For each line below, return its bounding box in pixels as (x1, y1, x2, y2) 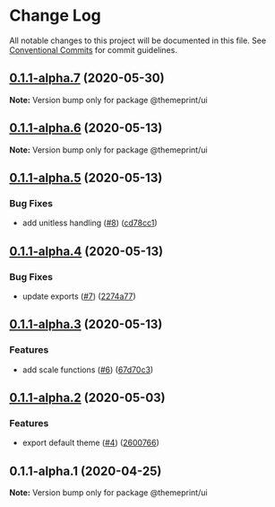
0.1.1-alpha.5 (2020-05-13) (9, 170, 163, 185)
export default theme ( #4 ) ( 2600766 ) (21, 437, 159, 449)
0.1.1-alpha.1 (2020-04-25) (9, 463, 162, 478)
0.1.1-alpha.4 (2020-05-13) (9, 243, 164, 258)
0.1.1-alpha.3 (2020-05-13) (9, 317, 163, 332)
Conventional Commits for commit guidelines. (9, 44, 177, 55)
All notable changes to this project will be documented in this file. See (9, 35, 267, 46)
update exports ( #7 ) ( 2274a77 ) (21, 291, 136, 302)
